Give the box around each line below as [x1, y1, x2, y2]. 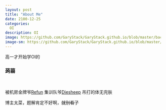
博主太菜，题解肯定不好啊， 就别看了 [5, 100, 79, 106]
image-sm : [5, 40, 26, 45]
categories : [5, 21, 30, 26]
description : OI [5, 30, 39, 35]
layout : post [5, 7, 32, 12]
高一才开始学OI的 [5, 54, 41, 59]
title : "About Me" [5, 12, 43, 17]
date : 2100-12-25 [5, 16, 41, 21]
